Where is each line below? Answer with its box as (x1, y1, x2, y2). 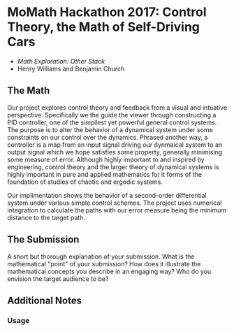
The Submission (7, 233, 80, 245)
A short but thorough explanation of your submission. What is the (7, 252, 195, 261)
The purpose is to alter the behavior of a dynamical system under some (7, 125, 213, 133)
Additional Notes (7, 294, 82, 306)
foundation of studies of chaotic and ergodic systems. (7, 178, 163, 186)
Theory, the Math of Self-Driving (7, 19, 200, 35)
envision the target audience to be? (7, 274, 109, 283)
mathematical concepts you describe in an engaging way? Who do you (7, 267, 212, 275)
